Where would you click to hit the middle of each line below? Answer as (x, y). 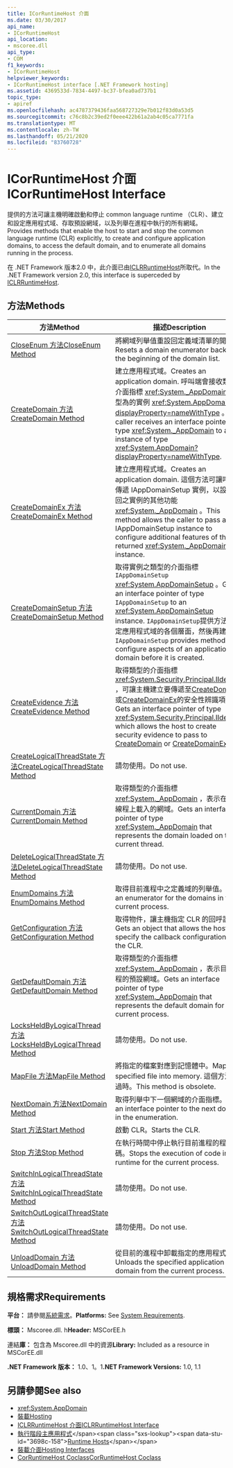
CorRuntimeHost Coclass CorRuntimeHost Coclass (89, 1457)
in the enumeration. (147, 1117)
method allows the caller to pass (168, 520)
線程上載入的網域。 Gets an (159, 809)
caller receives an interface (159, 422)
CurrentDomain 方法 (43, 811)
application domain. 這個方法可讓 (169, 479)
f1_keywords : (26, 65)
